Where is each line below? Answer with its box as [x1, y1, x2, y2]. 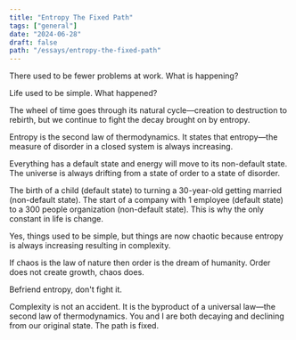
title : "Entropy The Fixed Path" [9, 12, 134, 22]
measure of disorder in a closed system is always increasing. [9, 142, 234, 152]
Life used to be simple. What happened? [9, 88, 158, 99]
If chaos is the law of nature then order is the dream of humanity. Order [9, 257, 271, 268]
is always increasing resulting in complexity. [9, 240, 171, 251]
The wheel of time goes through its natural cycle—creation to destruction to [9, 105, 288, 116]
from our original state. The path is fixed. [9, 320, 159, 331]
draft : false [9, 37, 58, 47]
